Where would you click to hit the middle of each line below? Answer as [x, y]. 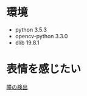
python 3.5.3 [31, 29]
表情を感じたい [44, 69]
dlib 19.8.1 [27, 43]
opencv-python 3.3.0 [41, 36]
